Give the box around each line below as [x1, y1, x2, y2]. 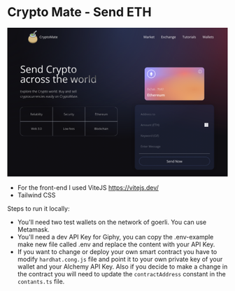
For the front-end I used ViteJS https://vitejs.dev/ [17, 184, 159, 192]
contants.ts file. [17, 277, 65, 286]
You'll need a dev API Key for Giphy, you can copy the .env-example [17, 233, 214, 241]
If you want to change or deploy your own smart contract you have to [17, 248, 218, 256]
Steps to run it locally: [7, 204, 70, 213]
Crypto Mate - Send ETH [7, 4, 152, 20]
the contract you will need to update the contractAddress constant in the [17, 270, 226, 278]
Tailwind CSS [17, 191, 56, 200]
